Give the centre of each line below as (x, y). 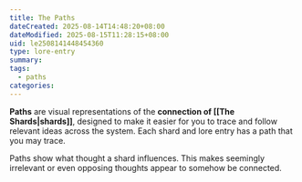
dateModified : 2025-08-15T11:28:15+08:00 (89, 35)
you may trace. (37, 140)
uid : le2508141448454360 (57, 43)
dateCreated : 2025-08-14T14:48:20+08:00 (88, 26)
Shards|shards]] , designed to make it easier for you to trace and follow (144, 121)
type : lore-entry (42, 52)
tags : (20, 69)
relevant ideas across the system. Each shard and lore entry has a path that (151, 131)
